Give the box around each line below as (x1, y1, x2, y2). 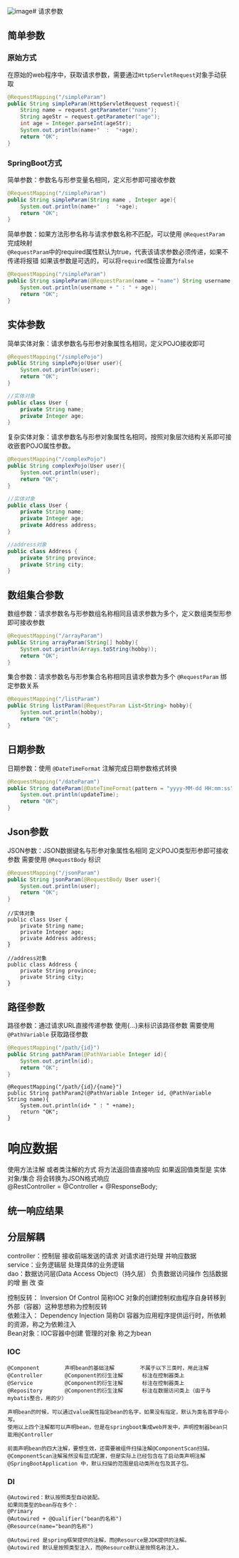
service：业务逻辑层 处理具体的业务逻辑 (7, 1260, 124, 1269)
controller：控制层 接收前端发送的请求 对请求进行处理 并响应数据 (7, 1251, 197, 1260)
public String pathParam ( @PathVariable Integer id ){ (7, 1051, 167, 1058)
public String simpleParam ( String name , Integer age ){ (7, 196, 176, 204)
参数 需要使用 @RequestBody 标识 (7, 855, 101, 863)
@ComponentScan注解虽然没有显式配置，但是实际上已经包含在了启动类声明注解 (7, 1452, 206, 1460)
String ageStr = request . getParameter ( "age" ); (20, 113, 161, 120)
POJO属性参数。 (26, 441, 75, 451)
